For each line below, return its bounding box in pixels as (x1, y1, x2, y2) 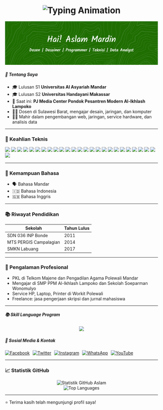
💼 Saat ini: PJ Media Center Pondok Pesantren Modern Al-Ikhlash (12, 98, 146, 104)
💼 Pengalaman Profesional (5, 264, 68, 271)
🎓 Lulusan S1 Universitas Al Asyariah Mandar (12, 84, 107, 90)
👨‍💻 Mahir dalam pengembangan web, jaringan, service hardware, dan (12, 113, 152, 119)
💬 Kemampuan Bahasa (5, 170, 59, 177)
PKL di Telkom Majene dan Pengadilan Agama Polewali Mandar (12, 275, 138, 281)
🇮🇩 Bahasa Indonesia (12, 188, 57, 194)
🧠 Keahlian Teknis (5, 135, 48, 142)
